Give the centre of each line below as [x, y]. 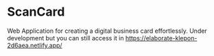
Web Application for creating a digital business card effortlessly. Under [107, 31]
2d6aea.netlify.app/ [35, 45]
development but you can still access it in [66, 38]
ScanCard [36, 12]
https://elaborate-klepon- [161, 38]
